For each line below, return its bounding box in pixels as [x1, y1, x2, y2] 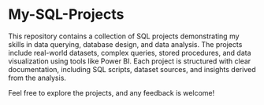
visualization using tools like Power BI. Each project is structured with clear [8, 56, 251, 66]
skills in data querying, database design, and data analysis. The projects [8, 39, 243, 49]
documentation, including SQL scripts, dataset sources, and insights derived [8, 64, 256, 74]
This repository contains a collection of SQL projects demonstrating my [8, 31, 240, 41]
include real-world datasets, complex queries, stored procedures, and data [8, 48, 251, 57]
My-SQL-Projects [8, 5, 125, 24]
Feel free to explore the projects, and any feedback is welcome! [8, 88, 215, 97]
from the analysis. [8, 73, 67, 82]
